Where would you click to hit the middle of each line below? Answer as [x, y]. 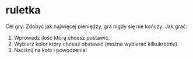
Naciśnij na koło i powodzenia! [50, 50]
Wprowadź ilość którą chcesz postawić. [62, 37]
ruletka [23, 10]
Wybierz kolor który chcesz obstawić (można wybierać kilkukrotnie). [96, 44]
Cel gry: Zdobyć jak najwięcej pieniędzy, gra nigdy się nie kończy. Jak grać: [96, 26]
